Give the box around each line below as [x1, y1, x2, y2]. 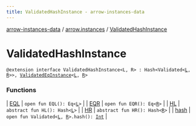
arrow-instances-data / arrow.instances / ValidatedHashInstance [6, 25, 168, 33]
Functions [6, 86, 36, 94]
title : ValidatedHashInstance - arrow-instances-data [6, 8, 145, 15]
